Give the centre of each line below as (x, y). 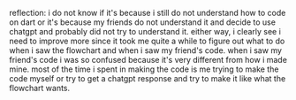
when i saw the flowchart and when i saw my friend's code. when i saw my (146, 50)
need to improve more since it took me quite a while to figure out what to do (147, 41)
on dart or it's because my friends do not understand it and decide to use (143, 22)
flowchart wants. (40, 88)
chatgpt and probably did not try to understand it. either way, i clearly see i (145, 31)
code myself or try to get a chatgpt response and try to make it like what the (148, 78)
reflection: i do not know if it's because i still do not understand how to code (148, 13)
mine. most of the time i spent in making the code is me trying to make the (144, 69)
